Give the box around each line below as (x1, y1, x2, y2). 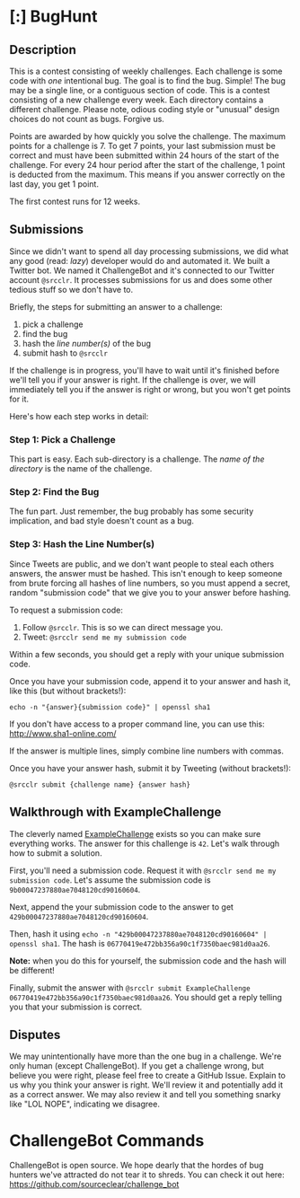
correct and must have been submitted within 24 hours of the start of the (9, 150, 280, 161)
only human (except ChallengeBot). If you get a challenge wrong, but (9, 1061, 265, 1071)
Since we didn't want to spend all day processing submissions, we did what (9, 245, 289, 257)
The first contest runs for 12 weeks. (9, 196, 141, 207)
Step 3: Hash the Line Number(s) (9, 538, 155, 551)
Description (9, 42, 76, 57)
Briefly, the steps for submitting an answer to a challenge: (9, 301, 223, 312)
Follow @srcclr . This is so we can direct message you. (22, 621, 224, 632)
